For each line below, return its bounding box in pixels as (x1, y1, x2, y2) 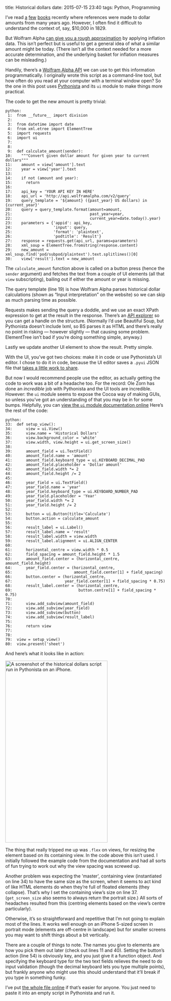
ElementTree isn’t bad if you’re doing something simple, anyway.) (5, 334, 142, 340)
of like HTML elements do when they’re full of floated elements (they (5, 884, 150, 890)
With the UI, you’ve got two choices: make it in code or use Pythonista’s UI (5, 354, 162, 360)
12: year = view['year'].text (5, 166, 77, 172)
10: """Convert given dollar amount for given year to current (5, 153, 150, 158)
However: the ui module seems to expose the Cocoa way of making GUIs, (5, 391, 161, 397)
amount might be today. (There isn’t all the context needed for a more (5, 46, 152, 52)
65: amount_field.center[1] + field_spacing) (5, 570, 163, 575)
